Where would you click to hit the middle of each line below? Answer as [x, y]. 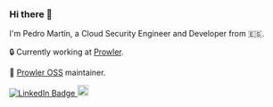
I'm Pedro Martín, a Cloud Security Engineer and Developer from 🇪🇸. [137, 34]
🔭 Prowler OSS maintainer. [58, 73]
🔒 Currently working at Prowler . [66, 52]
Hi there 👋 [31, 14]
